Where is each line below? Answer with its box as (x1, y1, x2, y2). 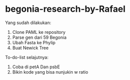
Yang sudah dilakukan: (5, 20, 51, 26)
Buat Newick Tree (12, 45, 49, 51)
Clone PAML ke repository (12, 29, 66, 35)
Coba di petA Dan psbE (12, 64, 60, 70)
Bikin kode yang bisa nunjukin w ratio (12, 69, 88, 75)
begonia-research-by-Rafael (5, 3, 126, 15)
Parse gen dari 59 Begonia (12, 34, 67, 40)
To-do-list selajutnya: (5, 54, 48, 60)
